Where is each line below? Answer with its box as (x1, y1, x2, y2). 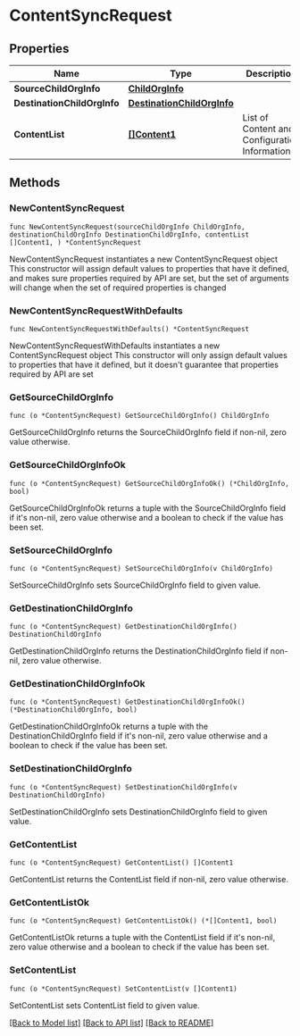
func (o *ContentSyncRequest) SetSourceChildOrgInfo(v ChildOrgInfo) (9, 564, 274, 572)
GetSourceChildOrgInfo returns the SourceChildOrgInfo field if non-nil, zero (9, 427, 287, 438)
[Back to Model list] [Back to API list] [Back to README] (9, 1017, 214, 1028)
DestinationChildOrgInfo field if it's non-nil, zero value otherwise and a (9, 731, 268, 741)
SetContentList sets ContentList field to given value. (9, 999, 201, 1010)
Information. (242, 145, 294, 157)
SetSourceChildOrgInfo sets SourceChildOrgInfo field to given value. (9, 580, 262, 590)
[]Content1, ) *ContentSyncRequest (9, 238, 142, 246)
